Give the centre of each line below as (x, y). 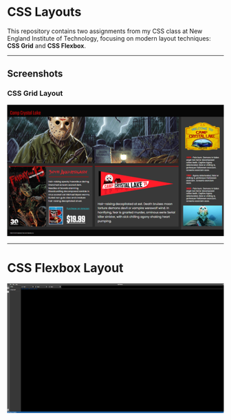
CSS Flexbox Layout (65, 268)
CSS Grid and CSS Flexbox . (46, 45)
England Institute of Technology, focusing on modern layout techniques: (109, 38)
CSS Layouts (44, 12)
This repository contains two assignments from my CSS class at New (105, 31)
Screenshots (35, 74)
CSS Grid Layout (35, 94)
